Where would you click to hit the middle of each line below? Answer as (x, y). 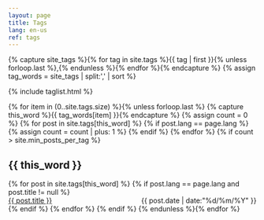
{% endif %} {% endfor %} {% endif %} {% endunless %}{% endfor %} (124, 209)
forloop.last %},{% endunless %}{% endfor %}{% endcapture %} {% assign (132, 68)
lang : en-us (28, 30)
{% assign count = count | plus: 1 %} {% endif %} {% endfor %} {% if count (131, 132)
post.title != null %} (39, 192)
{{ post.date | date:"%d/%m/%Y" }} (199, 200)
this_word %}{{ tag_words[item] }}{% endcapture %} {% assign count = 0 (128, 115)
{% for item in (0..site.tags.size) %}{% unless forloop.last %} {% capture (126, 107)
